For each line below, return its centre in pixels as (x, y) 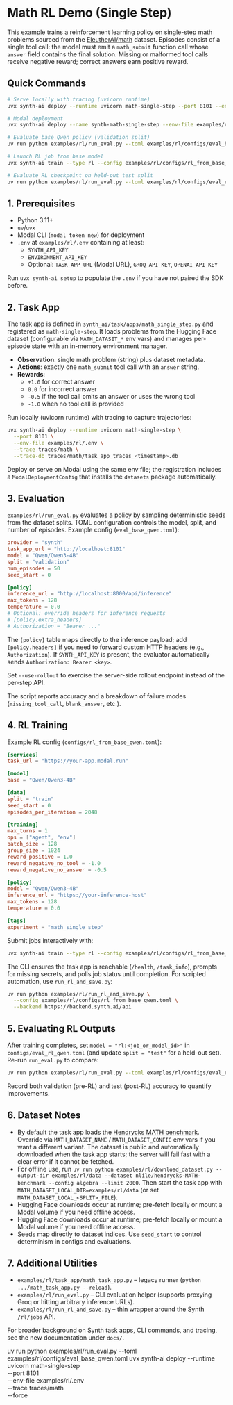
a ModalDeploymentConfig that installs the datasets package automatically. (112, 477)
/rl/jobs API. (36, 1317)
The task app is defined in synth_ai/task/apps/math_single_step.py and (110, 324)
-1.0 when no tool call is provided (76, 404)
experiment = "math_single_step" (55, 927)
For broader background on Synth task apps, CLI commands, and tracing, (112, 1330)
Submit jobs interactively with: (50, 940)
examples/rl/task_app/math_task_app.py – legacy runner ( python (109, 1280)
